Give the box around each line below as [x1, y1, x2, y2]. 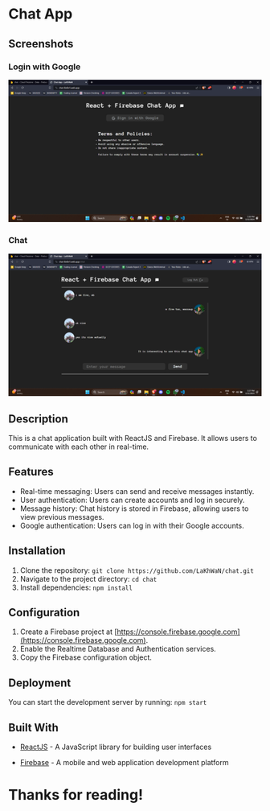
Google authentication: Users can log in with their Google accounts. [19, 521, 245, 530]
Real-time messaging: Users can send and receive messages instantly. [19, 486, 255, 496]
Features [8, 465, 54, 479]
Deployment [8, 676, 72, 690]
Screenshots [8, 37, 74, 51]
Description [8, 412, 68, 426]
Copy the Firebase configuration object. [19, 653, 153, 662]
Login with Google [8, 61, 81, 72]
